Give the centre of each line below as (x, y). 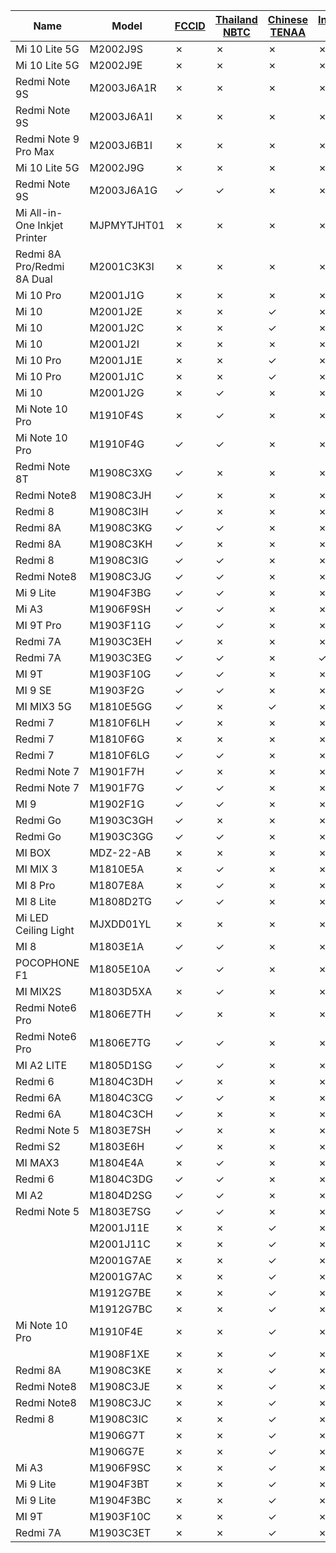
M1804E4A (117, 1162)
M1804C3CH (121, 1114)
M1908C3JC (120, 1402)
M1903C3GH (121, 820)
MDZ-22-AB (120, 852)
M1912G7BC (121, 1309)
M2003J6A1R (123, 87)
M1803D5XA (121, 991)
